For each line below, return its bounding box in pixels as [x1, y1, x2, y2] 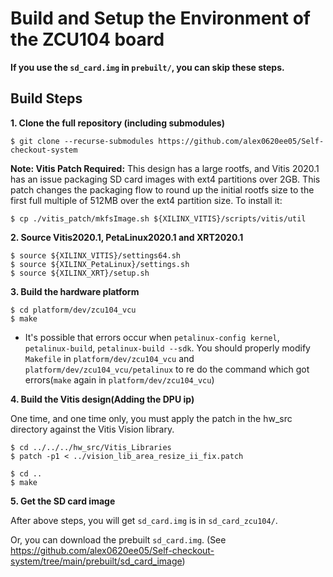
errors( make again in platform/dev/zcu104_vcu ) [24, 373, 215, 386]
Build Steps [10, 90, 83, 107]
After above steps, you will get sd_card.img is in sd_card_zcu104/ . [10, 514, 278, 526]
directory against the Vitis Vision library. [10, 423, 175, 435]
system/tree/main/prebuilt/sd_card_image [10, 555, 183, 567]
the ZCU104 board [10, 28, 165, 51]
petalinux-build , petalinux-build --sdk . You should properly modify [24, 342, 311, 354]
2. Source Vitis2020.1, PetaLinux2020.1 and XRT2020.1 [10, 231, 244, 243]
